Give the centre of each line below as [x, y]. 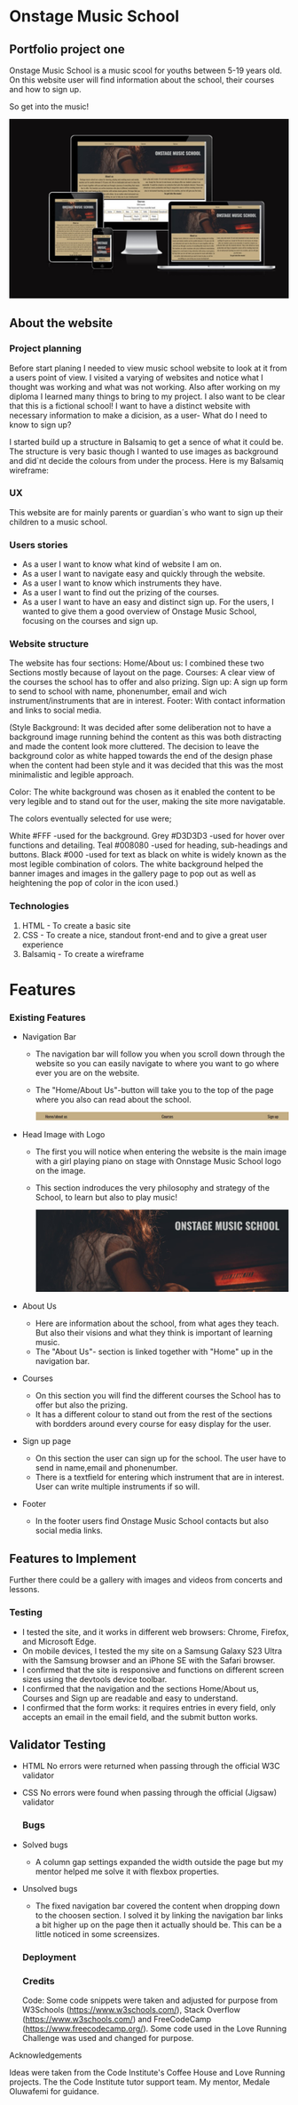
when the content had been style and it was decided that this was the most [146, 765]
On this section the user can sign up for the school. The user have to [161, 1458]
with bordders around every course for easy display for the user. [153, 1424]
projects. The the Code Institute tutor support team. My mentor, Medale [140, 2082]
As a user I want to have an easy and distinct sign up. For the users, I [148, 602]
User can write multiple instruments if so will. [118, 1487]
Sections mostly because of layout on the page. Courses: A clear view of [142, 673]
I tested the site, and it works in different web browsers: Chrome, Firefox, [155, 1631]
